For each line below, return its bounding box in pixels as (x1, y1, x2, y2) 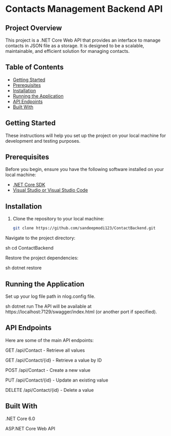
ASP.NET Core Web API (5, 425, 55, 431)
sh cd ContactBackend (5, 245, 54, 251)
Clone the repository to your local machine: (12, 216, 104, 222)
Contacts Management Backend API (5, 3, 163, 15)
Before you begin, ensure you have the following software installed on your (5, 166, 164, 173)
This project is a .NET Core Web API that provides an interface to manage (5, 37, 161, 43)
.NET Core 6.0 (5, 415, 35, 422)
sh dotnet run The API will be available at (5, 303, 92, 309)
